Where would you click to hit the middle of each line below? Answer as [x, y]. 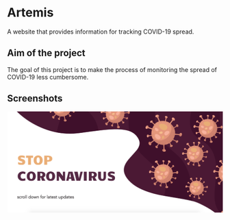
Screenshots [35, 98]
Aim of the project [46, 53]
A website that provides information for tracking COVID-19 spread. [101, 32]
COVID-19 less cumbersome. [48, 77]
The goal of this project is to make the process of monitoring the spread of [112, 69]
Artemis [30, 13]
